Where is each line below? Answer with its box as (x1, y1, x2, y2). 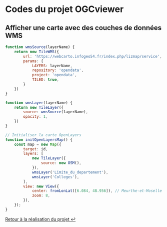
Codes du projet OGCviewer (5, 4, 124, 15)
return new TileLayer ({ (14, 105, 64, 110)
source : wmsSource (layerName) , (23, 109, 88, 115)
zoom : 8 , (31, 193, 50, 198)
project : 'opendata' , (31, 73, 77, 78)
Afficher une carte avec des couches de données (5, 24, 162, 32)
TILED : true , (31, 77, 59, 82)
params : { (23, 59, 43, 64)
